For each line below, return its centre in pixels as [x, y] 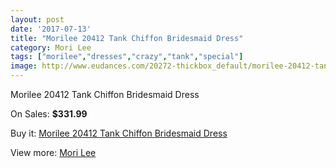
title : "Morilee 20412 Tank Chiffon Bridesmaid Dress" [127, 38]
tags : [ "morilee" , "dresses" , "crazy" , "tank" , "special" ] [127, 57]
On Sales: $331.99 [49, 114]
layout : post [37, 19]
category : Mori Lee [51, 47]
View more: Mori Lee [53, 152]
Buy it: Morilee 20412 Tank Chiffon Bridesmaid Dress [119, 133]
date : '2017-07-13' [51, 29]
